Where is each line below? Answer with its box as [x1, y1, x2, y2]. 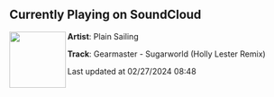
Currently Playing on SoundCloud [9, 7, 202, 22]
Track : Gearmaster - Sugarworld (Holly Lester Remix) [67, 48, 266, 59]
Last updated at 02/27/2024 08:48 [67, 66, 196, 76]
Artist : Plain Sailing [67, 31, 139, 41]
